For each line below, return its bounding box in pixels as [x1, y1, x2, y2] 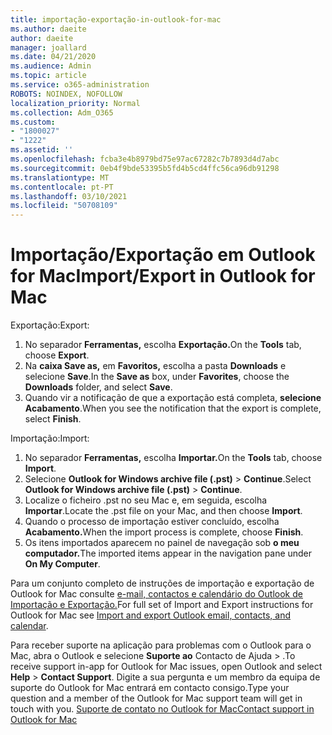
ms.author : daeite [10, 24, 87, 34]
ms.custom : [10, 117, 56, 127]
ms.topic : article [10, 71, 87, 81]
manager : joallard [10, 42, 87, 53]
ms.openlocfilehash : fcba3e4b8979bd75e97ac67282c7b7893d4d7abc [10, 154, 280, 164]
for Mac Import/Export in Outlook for [10, 265, 316, 288]
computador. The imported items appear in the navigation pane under [24, 547, 313, 560]
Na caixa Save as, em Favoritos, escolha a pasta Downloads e [24, 360, 287, 372]
